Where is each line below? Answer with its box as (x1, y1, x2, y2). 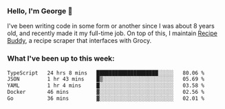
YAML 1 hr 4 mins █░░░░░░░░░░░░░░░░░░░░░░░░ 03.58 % (7, 82, 205, 89)
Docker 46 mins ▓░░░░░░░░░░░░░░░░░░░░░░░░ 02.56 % (7, 89, 205, 96)
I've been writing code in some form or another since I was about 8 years (7, 22, 215, 30)
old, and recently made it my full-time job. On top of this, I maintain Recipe (7, 29, 218, 37)
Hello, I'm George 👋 (7, 6, 73, 16)
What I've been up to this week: (7, 54, 115, 63)
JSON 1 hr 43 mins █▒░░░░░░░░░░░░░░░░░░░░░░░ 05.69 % (7, 76, 205, 83)
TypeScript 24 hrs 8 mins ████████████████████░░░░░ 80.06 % (7, 69, 205, 77)
